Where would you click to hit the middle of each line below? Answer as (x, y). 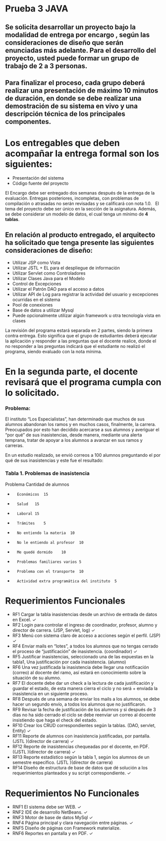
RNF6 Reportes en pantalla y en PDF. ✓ (53, 834)
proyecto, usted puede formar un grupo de (72, 58)
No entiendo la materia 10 (46, 533)
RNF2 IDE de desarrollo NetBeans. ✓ (50, 812)
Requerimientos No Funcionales (72, 793)
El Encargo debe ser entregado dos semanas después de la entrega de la (80, 193)
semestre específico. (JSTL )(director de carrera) (62, 762)
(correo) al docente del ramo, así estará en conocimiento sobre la (79, 673)
